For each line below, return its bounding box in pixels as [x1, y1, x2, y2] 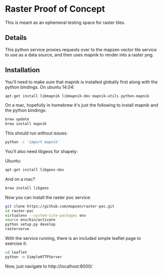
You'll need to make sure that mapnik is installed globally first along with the [5, 79, 158, 85]
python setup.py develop [5, 222, 56, 227]
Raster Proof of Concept [5, 3, 105, 15]
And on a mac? [5, 176, 36, 182]
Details [5, 34, 27, 42]
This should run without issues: [5, 130, 68, 136]
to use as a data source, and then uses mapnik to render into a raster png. [5, 52, 154, 58]
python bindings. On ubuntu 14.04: [5, 84, 75, 90]
